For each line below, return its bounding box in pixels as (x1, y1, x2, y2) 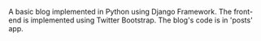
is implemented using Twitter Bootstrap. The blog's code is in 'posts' (23, 15, 254, 25)
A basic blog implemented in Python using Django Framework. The (8, 7, 233, 16)
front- (233, 7, 254, 16)
